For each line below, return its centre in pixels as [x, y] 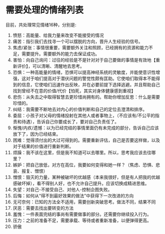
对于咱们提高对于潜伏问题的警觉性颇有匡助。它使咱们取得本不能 [91, 78]
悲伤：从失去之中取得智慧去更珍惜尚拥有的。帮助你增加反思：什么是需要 [86, 97]
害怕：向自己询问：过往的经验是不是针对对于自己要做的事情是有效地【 [84, 60]
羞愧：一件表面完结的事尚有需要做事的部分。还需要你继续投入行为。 [82, 214]
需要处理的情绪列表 [45, 10]
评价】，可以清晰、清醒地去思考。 [51, 66]
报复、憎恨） [35, 171]
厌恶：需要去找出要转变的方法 [43, 208]
